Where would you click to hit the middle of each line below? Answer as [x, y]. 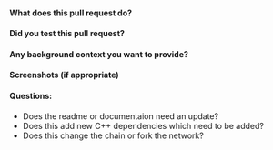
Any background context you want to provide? [99, 54]
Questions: [31, 95]
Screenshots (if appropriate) [65, 75]
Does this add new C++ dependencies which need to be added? [143, 125]
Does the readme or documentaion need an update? [121, 116]
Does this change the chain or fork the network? [113, 135]
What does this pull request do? [71, 13]
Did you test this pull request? [67, 34]
